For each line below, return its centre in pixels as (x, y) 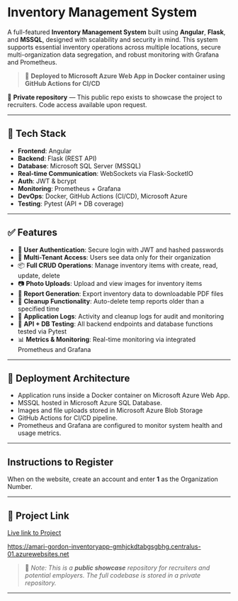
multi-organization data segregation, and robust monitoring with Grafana (113, 55)
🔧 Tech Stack (37, 134)
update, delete (39, 275)
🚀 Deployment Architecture (69, 378)
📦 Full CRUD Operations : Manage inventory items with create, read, (118, 265)
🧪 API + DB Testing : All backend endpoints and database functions (115, 324)
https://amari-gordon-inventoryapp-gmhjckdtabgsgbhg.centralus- (104, 546)
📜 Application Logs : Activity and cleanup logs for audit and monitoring (121, 316)
